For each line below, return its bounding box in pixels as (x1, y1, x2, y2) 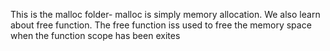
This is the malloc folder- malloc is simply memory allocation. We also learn (10, 9, 321, 20)
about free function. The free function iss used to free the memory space (10, 19, 312, 31)
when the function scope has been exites (10, 30, 181, 41)
